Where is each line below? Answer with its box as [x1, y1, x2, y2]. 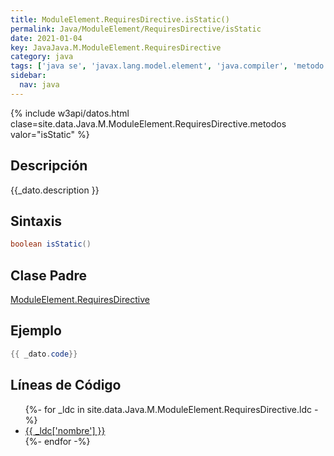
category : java [10, 52, 74, 62]
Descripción [10, 157, 88, 175]
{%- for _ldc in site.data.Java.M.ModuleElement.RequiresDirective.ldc [24, 403, 312, 415]
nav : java [19, 80, 60, 90]
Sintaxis [10, 212, 63, 230]
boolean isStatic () [10, 239, 92, 250]
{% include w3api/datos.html [10, 107, 130, 119]
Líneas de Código [10, 377, 122, 394]
